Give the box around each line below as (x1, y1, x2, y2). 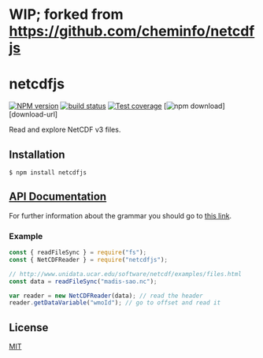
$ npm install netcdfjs (9, 168, 87, 177)
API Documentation (9, 190, 107, 203)
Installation (9, 147, 65, 161)
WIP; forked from (9, 6, 124, 24)
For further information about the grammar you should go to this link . (9, 211, 232, 220)
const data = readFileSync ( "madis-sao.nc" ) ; (9, 278, 157, 285)
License (9, 321, 49, 334)
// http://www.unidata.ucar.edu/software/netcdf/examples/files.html (9, 270, 243, 278)
